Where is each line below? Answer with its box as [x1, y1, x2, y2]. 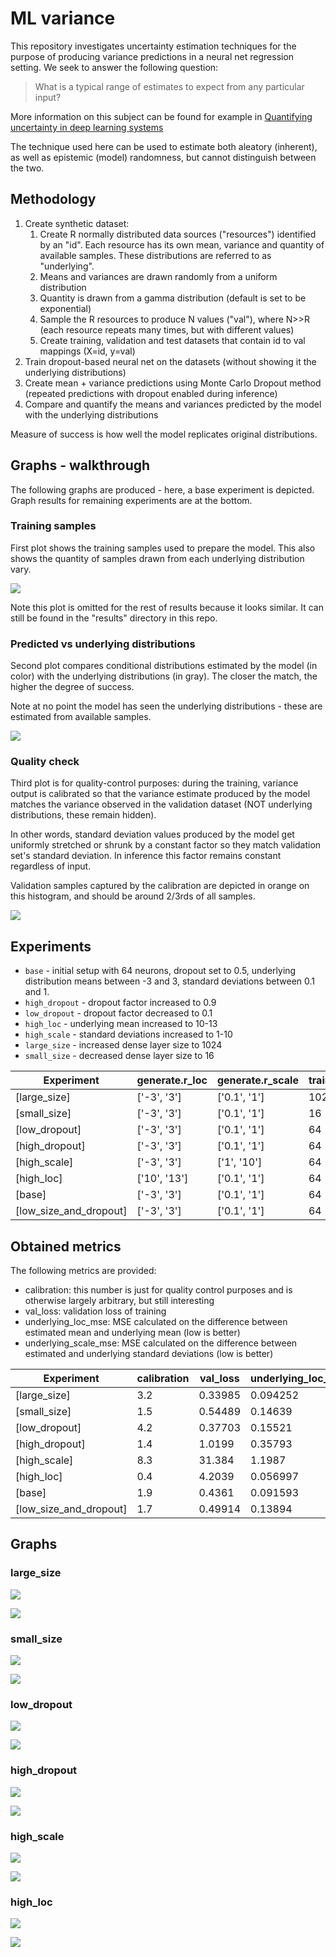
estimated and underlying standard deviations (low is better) [24, 1348, 274, 1360]
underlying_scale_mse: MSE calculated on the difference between [24, 1337, 298, 1349]
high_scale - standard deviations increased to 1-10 [24, 1028, 233, 1041]
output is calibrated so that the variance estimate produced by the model [10, 788, 311, 800]
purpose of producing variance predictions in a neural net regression [10, 50, 295, 62]
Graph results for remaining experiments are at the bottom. [10, 494, 253, 506]
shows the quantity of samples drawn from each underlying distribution [10, 552, 305, 564]
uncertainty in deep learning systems [10, 121, 164, 133]
